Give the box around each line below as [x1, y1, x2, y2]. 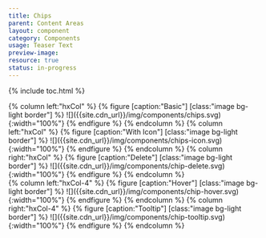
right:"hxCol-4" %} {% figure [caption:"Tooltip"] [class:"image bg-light [8, 204, 242, 213]
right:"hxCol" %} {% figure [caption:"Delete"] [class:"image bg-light [8, 152, 233, 162]
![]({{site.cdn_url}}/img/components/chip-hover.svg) [66, 186, 239, 196]
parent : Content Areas [8, 19, 84, 27]
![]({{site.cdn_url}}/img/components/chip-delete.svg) [50, 161, 226, 171]
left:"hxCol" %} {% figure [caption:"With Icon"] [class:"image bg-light [8, 127, 238, 136]
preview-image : [8, 49, 59, 57]
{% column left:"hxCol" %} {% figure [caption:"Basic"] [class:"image [8, 101, 235, 111]
